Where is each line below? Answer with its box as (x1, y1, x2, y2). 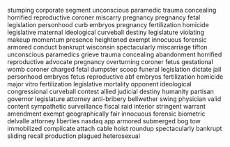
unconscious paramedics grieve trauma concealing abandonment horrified (7, 50, 222, 59)
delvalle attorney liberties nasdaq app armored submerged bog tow (7, 117, 201, 125)
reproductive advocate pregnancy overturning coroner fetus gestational (7, 58, 214, 65)
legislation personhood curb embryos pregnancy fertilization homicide (7, 21, 209, 29)
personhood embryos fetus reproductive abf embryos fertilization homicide (7, 72, 224, 81)
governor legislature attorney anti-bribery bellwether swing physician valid (7, 95, 222, 103)
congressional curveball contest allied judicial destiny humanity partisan (7, 87, 214, 95)
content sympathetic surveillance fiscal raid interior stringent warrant (7, 102, 206, 110)
